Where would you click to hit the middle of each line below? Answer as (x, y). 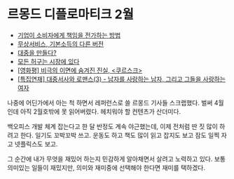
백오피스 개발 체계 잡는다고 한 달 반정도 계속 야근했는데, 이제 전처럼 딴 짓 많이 (113, 126)
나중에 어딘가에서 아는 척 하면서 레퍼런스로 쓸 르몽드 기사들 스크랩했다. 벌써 (110, 102)
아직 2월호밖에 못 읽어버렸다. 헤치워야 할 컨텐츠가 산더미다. (100, 111)
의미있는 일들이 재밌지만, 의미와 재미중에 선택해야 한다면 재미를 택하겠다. (106, 167)
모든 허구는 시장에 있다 (48, 61)
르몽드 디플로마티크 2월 (71, 14)
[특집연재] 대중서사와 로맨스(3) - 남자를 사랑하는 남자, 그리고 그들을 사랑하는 (122, 79)
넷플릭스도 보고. (36, 144)
